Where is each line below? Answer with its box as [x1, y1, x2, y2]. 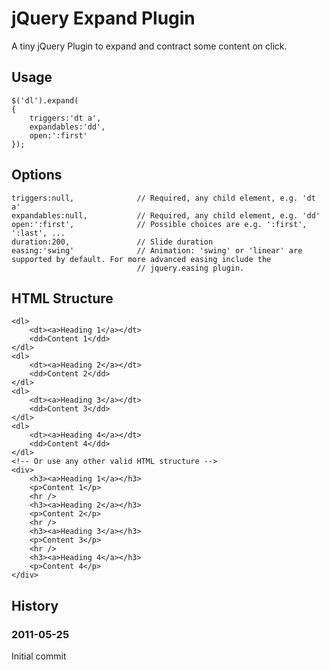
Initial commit [11, 650, 67, 662]
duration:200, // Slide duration [11, 237, 214, 247]
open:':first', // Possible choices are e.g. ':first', [11, 219, 308, 229]
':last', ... [11, 228, 66, 238]
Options [11, 167, 63, 184]
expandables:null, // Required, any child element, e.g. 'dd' [11, 210, 321, 221]
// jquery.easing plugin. [136, 263, 245, 273]
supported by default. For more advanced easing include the [11, 254, 272, 264]
